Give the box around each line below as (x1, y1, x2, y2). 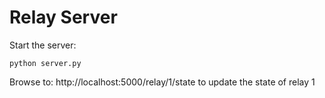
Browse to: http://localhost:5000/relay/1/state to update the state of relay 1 (9, 76, 316, 88)
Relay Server (9, 6, 118, 29)
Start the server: (9, 39, 77, 51)
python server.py (9, 58, 82, 68)
